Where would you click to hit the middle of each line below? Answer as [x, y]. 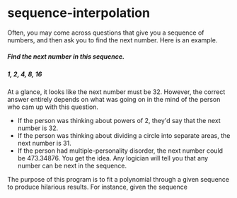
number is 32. [38, 128]
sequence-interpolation [79, 13]
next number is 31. [45, 144]
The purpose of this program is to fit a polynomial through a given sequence [118, 180]
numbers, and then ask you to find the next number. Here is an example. [112, 40]
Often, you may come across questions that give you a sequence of [106, 33]
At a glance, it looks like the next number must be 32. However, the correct [116, 92]
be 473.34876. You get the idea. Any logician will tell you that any [113, 158]
